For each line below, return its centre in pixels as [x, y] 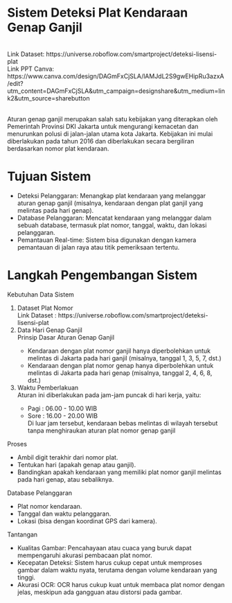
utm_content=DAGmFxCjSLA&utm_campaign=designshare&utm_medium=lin [116, 91]
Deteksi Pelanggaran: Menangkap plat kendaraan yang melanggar [111, 195]
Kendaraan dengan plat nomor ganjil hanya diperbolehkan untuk [119, 351]
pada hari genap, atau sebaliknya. [65, 479]
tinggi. [26, 577]
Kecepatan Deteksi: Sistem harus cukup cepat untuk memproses [109, 562]
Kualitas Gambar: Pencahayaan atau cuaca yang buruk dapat [104, 548]
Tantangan [23, 534]
